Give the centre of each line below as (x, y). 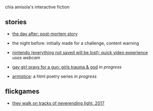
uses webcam (26, 57)
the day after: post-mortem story (45, 34)
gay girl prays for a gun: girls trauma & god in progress (67, 67)
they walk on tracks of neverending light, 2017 (58, 103)
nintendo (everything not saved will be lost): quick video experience (80, 52)
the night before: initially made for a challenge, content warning (76, 43)
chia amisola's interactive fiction (37, 7)
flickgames (22, 91)
